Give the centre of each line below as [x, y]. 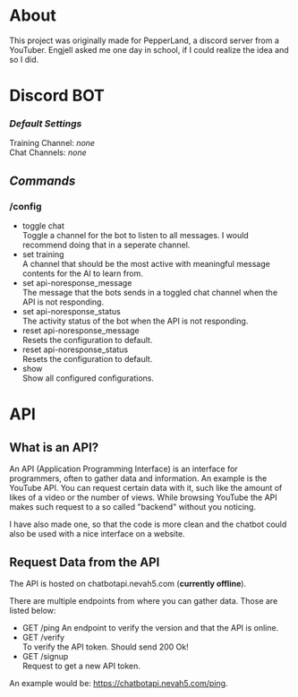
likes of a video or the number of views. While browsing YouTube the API [143, 497]
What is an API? [54, 447]
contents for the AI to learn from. [82, 273]
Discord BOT [57, 96]
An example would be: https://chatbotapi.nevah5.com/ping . [119, 683]
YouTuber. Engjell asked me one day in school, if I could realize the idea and [149, 49]
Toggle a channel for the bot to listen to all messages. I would [135, 236]
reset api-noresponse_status [75, 349]
